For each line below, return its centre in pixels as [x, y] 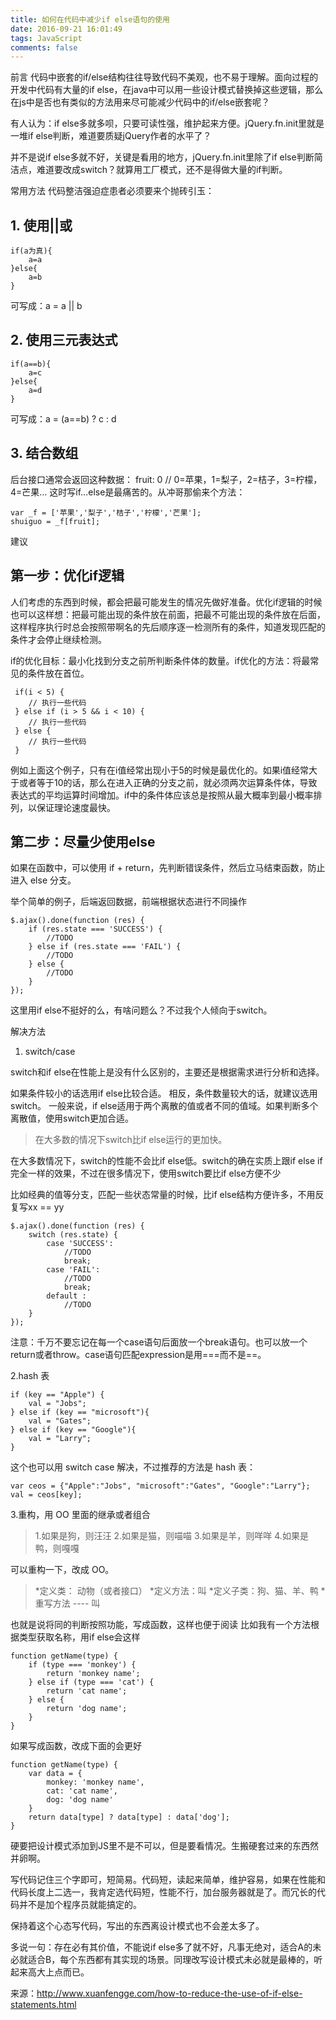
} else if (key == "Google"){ [73, 1430]
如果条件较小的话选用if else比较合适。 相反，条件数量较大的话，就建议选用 [164, 1093]
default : [66, 1296]
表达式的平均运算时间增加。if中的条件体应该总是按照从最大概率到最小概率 [162, 795]
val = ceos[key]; [46, 1495]
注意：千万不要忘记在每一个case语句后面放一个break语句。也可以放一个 [159, 1342]
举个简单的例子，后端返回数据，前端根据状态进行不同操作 [128, 902]
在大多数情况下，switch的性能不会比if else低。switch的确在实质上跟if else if [166, 1161]
